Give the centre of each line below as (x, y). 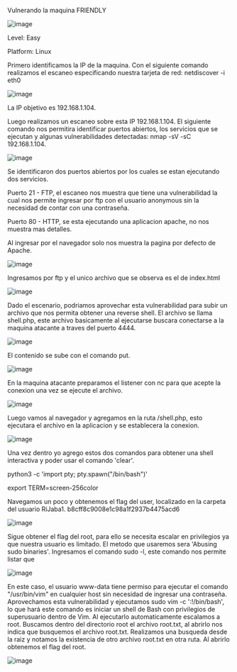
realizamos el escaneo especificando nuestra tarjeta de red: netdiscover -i (116, 73)
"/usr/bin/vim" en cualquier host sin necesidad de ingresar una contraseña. (117, 594)
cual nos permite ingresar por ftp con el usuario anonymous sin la (103, 200)
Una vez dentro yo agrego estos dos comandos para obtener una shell (111, 453)
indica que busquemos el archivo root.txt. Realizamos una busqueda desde (117, 632)
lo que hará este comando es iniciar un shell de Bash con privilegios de (111, 609)
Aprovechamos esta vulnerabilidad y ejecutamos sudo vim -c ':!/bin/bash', (116, 601)
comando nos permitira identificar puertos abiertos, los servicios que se (113, 129)
